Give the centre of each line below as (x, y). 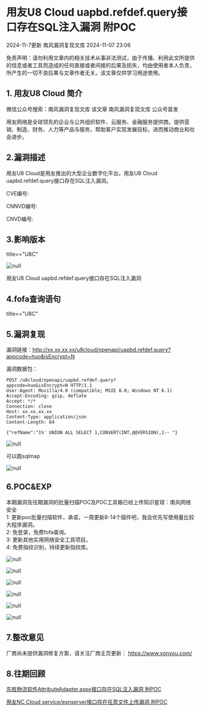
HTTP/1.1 (81, 385)
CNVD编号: (20, 219)
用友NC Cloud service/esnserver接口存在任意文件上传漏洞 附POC (87, 702)
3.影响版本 (26, 239)
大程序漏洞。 (22, 525)
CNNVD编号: (22, 206)
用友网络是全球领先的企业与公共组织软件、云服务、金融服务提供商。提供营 (98, 122)
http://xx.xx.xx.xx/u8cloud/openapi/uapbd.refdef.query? (102, 350)
